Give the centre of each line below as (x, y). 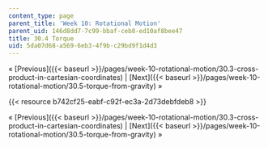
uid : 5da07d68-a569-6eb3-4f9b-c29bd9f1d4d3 (83, 46)
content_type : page (41, 16)
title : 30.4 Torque (41, 38)
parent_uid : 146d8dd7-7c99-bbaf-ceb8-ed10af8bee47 (96, 31)
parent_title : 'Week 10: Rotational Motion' (85, 23)
